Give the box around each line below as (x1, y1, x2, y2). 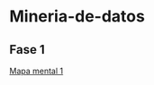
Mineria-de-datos (9, 6, 146, 27)
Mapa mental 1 (9, 65, 64, 76)
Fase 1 (9, 42, 45, 57)
